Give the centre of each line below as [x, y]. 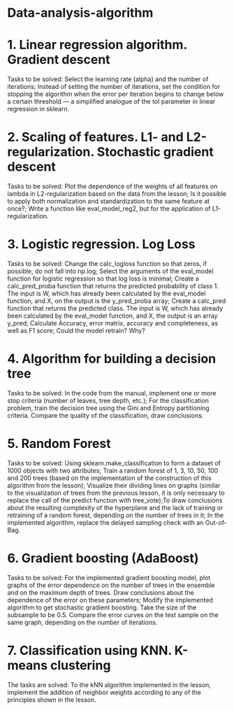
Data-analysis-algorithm [80, 13]
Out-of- [216, 522]
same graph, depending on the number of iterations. [82, 622]
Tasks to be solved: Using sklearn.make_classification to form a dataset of [114, 463]
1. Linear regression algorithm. [97, 45]
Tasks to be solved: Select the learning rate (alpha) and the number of [108, 79]
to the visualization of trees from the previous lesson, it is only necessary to [116, 493]
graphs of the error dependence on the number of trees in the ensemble [111, 585]
